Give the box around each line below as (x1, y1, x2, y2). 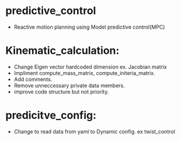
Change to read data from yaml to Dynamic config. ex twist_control (13, 128, 176, 135)
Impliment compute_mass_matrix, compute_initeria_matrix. (13, 69, 155, 77)
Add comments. (13, 75, 53, 82)
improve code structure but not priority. (13, 88, 109, 95)
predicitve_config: (5, 109, 97, 122)
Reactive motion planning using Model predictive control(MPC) (13, 23, 165, 30)
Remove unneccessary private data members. (13, 82, 125, 89)
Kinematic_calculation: (5, 44, 120, 57)
